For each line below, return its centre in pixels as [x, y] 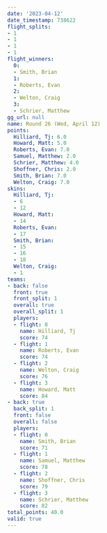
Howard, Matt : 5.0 [40, 144]
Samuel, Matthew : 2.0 [45, 156]
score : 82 [34, 506]
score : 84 [34, 396]
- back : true [26, 402]
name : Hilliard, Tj [48, 331]
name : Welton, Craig [49, 370]
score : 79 [34, 486]
